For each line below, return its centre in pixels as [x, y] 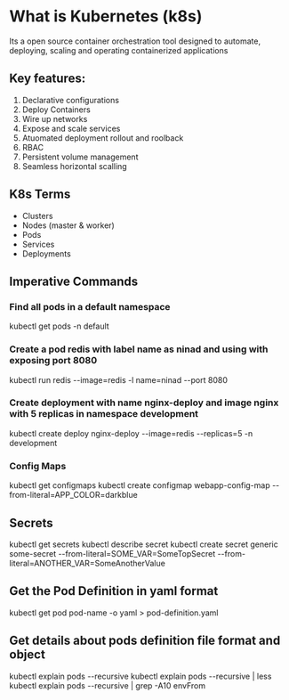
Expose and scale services [71, 128]
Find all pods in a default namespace [90, 306]
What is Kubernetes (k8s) [106, 16]
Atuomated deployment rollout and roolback [103, 138]
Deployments [46, 253]
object [28, 655]
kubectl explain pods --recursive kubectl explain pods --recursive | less [140, 676]
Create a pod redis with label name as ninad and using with [139, 349]
